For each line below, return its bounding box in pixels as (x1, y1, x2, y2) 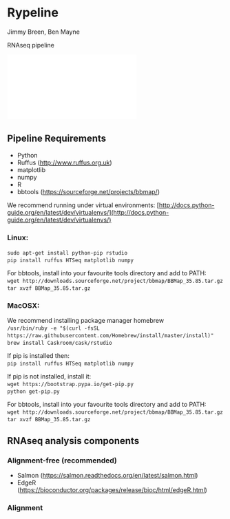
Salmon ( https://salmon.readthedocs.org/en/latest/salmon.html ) (17, 472, 198, 480)
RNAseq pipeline (7, 41, 55, 49)
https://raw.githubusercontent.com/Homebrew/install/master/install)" (7, 332, 214, 339)
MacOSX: (7, 301, 40, 310)
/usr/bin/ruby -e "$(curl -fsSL (7, 325, 100, 332)
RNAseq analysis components (7, 435, 140, 447)
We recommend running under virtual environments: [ (7, 201, 160, 209)
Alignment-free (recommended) (7, 456, 117, 465)
